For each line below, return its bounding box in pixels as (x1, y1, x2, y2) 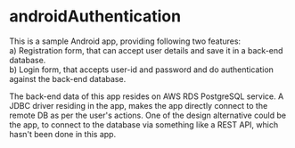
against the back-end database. (9, 73, 127, 84)
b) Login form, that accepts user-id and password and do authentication (9, 64, 275, 75)
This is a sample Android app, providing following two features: (9, 36, 242, 46)
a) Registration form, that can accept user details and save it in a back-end (9, 45, 283, 55)
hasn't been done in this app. (9, 128, 117, 139)
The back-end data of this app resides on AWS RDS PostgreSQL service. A (9, 91, 284, 102)
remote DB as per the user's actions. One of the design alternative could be (9, 110, 287, 120)
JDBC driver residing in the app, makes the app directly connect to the (9, 100, 268, 111)
